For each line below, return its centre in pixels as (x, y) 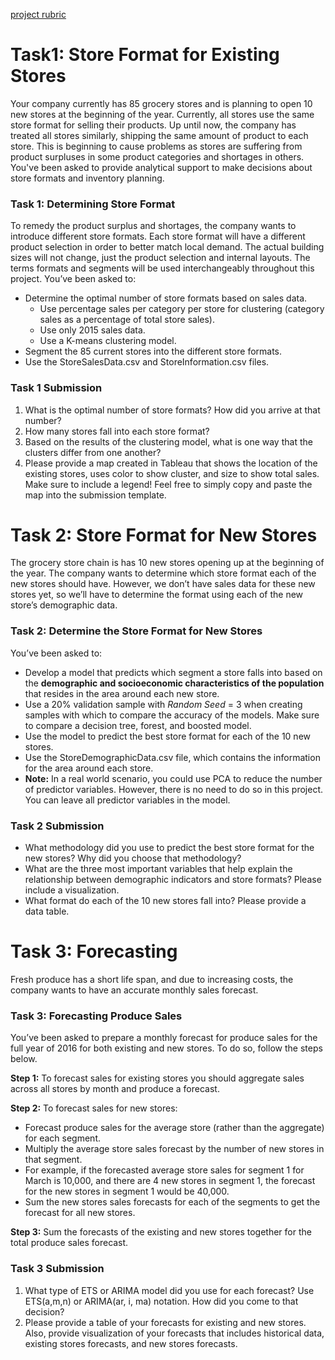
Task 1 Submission (56, 388)
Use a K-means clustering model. (108, 341)
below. (24, 1059)
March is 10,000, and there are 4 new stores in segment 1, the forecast (170, 1181)
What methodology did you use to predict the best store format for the (169, 848)
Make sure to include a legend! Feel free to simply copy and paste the (168, 484)
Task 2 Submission (57, 826)
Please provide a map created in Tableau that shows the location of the (171, 463)
